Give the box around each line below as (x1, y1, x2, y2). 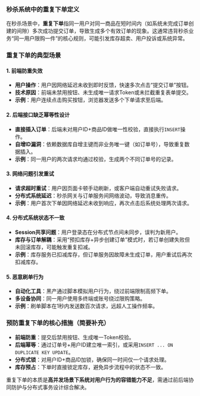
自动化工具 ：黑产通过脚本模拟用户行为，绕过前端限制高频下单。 (14, 287, 171, 295)
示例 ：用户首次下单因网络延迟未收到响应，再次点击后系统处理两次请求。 (14, 199, 192, 206)
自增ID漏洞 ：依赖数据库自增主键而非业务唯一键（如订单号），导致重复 (14, 140, 185, 147)
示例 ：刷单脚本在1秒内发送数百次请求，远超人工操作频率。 (14, 302, 158, 310)
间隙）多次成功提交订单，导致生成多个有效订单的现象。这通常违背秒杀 (16, 27, 189, 35)
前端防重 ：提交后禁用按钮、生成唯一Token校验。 (14, 333, 135, 341)
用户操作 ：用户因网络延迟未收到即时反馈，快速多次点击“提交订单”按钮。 (14, 82, 192, 89)
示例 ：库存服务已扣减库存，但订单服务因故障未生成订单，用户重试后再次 (14, 251, 192, 258)
